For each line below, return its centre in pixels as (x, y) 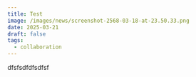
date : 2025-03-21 (33, 27)
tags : (15, 41)
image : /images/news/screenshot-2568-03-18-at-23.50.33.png (99, 21)
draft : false (27, 34)
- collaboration (38, 47)
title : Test (25, 14)
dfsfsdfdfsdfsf (29, 67)
